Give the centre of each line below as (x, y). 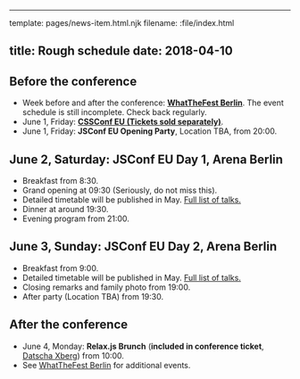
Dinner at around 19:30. (65, 210)
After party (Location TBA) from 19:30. (92, 296)
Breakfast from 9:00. (60, 268)
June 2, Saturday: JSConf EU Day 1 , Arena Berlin (146, 159)
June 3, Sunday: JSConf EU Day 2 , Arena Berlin (143, 247)
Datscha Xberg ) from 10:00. (73, 355)
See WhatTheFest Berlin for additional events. (106, 365)
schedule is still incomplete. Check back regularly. (114, 112)
